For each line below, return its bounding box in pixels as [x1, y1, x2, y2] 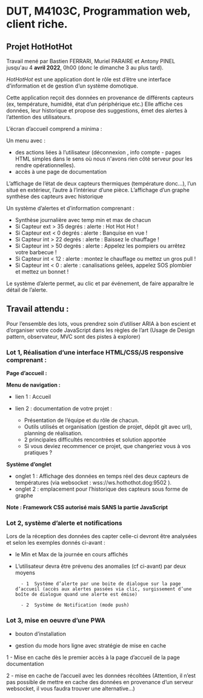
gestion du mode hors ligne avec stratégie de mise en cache [15, 641, 167, 649]
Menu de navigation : [6, 381, 61, 389]
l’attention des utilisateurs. [6, 114, 72, 120]
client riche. [6, 17, 68, 31]
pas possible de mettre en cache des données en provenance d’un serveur [6, 678, 194, 685]
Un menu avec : [6, 137, 45, 144]
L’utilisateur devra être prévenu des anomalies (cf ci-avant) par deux [15, 562, 187, 570]
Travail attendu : [6, 304, 69, 314]
